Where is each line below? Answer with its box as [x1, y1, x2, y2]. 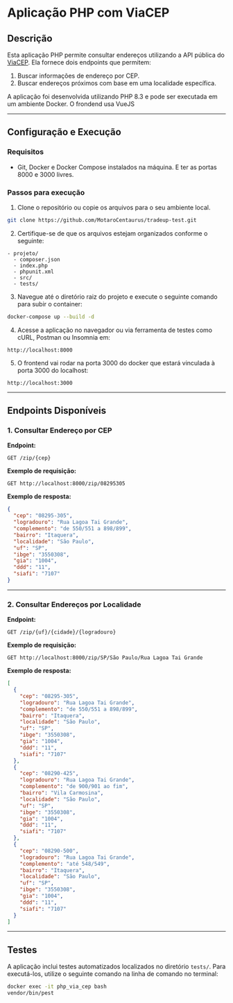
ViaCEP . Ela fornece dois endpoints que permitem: [7, 58, 151, 67]
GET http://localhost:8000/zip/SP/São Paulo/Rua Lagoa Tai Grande [7, 654, 203, 661]
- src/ [13, 274, 33, 281]
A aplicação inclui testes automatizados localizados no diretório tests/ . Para [7, 962, 226, 971]
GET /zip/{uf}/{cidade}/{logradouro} [7, 629, 116, 636]
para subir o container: [17, 299, 83, 308]
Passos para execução [7, 187, 85, 197]
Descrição [7, 33, 53, 44]
